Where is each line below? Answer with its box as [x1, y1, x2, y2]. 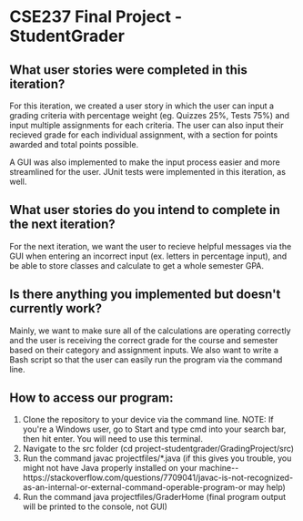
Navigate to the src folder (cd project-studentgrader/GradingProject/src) [22, 444, 294, 455]
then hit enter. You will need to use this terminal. [22, 434, 203, 444]
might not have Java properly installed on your [22, 463, 197, 474]
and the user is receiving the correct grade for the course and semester [9, 334, 278, 345]
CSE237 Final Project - [9, 6, 183, 27]
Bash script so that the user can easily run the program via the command [9, 353, 283, 365]
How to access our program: [9, 390, 174, 406]
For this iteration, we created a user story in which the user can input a [9, 100, 275, 111]
